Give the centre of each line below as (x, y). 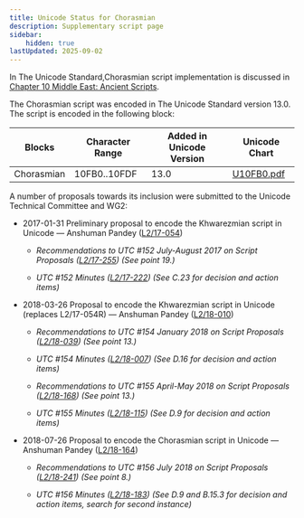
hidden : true (50, 43)
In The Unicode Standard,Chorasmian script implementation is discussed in (150, 77)
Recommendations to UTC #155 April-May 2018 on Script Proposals (162, 386)
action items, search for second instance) (114, 504)
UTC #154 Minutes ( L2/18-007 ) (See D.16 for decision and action (157, 359)
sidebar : (26, 34)
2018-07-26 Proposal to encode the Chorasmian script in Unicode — (150, 440)
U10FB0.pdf (258, 174)
